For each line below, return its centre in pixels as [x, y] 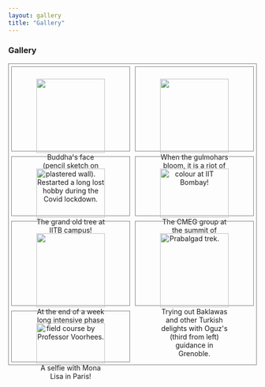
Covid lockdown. [71, 199]
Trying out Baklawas [194, 311]
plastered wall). [71, 174]
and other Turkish [194, 320]
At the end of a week [71, 311]
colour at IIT [194, 174]
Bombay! [194, 182]
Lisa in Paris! [71, 376]
